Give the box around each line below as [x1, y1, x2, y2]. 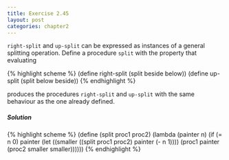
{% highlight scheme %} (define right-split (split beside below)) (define [7, 69, 208, 78]
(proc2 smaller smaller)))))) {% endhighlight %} [7, 145, 141, 153]
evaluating [7, 56, 36, 65]
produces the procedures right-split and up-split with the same [7, 90, 195, 98]
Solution [7, 113, 32, 121]
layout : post [7, 16, 45, 23]
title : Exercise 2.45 [7, 10, 69, 17]
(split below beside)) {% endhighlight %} [20, 77, 136, 85]
